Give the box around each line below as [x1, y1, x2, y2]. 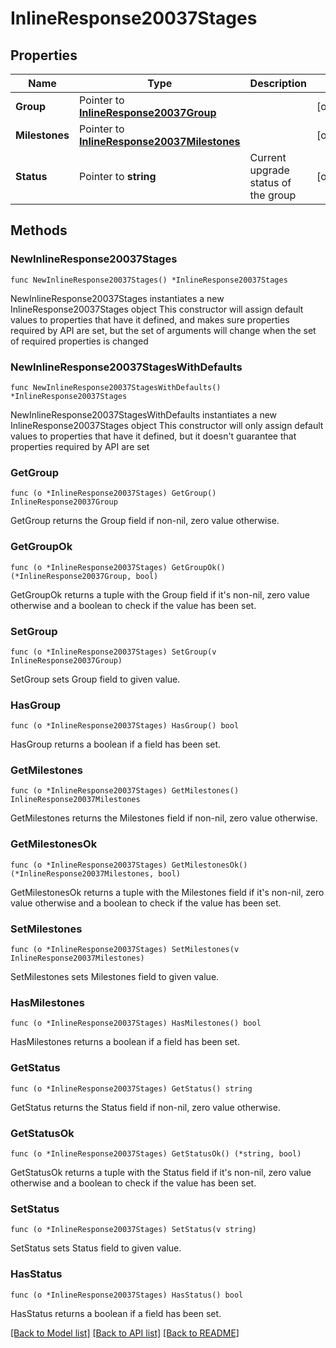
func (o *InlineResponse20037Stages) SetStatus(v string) [10, 1225, 257, 1235]
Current [249, 151, 287, 164]
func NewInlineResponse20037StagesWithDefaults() [10, 382, 222, 392]
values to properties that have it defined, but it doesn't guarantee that [10, 430, 297, 442]
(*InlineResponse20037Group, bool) [10, 571, 159, 581]
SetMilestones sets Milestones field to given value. [10, 971, 220, 983]
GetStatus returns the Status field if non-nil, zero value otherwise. [10, 1101, 281, 1113]
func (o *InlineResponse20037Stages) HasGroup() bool [10, 721, 240, 731]
